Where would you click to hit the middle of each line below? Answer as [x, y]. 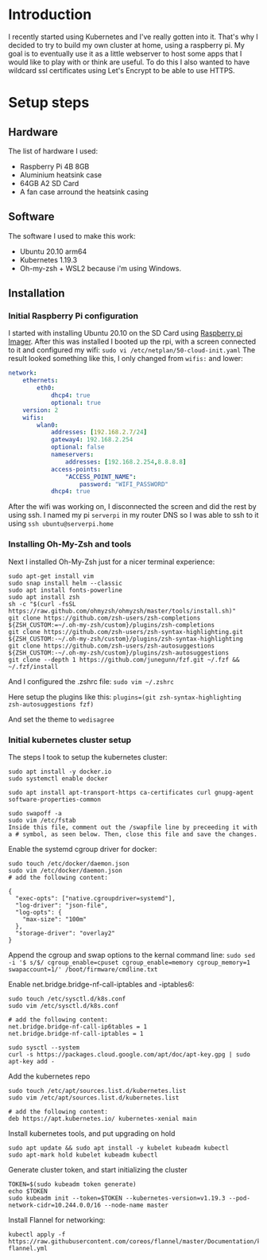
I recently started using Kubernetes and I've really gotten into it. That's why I [133, 37]
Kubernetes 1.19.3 [48, 259]
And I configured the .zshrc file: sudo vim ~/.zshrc [91, 681]
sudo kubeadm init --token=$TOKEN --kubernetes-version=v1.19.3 [117, 1198]
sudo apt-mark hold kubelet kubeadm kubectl [83, 1155]
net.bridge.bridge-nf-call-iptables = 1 [76, 1033]
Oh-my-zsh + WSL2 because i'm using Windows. [100, 268]
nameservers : [72, 455]
